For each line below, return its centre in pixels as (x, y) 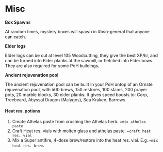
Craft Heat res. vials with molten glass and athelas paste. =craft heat (81, 131)
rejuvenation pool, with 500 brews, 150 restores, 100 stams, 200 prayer (76, 89)
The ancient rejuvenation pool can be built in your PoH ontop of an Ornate (79, 84)
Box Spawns (18, 22)
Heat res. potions (23, 111)
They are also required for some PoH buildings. (52, 66)
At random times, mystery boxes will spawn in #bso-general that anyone (77, 31)
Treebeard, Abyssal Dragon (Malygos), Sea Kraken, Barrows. (66, 99)
